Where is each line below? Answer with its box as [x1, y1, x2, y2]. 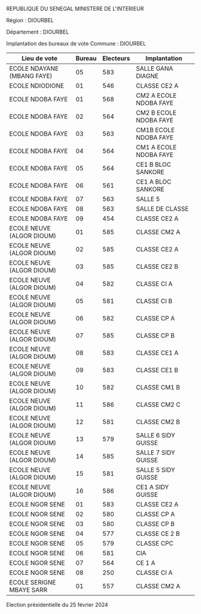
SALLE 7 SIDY [135, 448, 175, 457]
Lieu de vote [22, 54, 58, 62]
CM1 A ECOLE [135, 143, 177, 151]
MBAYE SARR [9, 586, 48, 594]
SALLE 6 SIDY [135, 432, 175, 439]
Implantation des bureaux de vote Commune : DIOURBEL [6, 40, 147, 47]
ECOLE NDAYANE [9, 64, 59, 73]
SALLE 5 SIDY [135, 466, 175, 474]
